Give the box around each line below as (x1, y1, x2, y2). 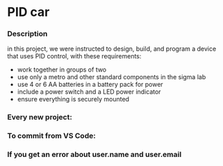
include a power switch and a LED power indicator (17, 88, 161, 96)
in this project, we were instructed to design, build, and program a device (7, 44, 217, 53)
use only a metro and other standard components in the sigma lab (17, 73, 206, 81)
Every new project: (7, 113, 73, 122)
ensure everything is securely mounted (17, 95, 130, 103)
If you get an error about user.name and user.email (7, 150, 182, 160)
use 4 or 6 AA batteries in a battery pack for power (17, 81, 163, 89)
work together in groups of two (17, 65, 107, 74)
